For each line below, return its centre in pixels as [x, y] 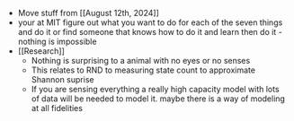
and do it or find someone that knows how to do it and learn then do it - [150, 32]
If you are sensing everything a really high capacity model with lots [156, 89]
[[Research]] [41, 51]
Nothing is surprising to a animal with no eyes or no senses [141, 60]
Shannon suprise [62, 79]
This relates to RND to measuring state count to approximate [143, 70]
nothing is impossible [57, 41]
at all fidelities [57, 108]
